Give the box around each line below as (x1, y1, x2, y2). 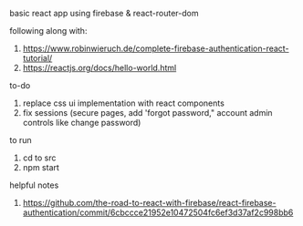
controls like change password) (22, 118, 141, 128)
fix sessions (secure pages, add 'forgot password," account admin (22, 108, 273, 118)
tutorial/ (22, 53, 53, 63)
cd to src (22, 152, 57, 163)
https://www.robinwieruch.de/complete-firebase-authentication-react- (22, 43, 289, 54)
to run (9, 135, 32, 145)
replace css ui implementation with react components (22, 98, 225, 108)
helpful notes (9, 180, 59, 190)
